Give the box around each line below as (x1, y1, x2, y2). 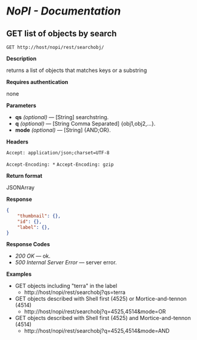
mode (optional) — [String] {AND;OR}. (15, 126, 111, 134)
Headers (6, 138, 28, 145)
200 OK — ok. (15, 252, 51, 260)
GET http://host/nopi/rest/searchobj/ (6, 44, 104, 50)
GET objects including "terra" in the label (15, 283, 118, 290)
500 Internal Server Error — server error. (15, 259, 117, 266)
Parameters (6, 102, 36, 109)
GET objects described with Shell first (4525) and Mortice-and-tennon (15, 315, 191, 322)
